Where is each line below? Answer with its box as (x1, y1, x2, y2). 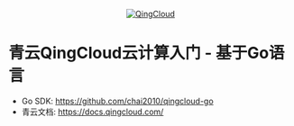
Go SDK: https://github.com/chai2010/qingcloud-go (21, 95, 214, 106)
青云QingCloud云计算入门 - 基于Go (8, 43, 270, 63)
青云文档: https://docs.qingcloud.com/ (21, 106, 164, 117)
